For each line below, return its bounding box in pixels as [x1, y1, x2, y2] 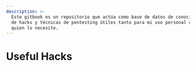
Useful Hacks [6, 50, 73, 63]
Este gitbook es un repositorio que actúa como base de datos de [11, 14, 174, 20]
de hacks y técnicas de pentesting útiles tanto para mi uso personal [11, 19, 187, 25]
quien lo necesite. [11, 25, 59, 31]
